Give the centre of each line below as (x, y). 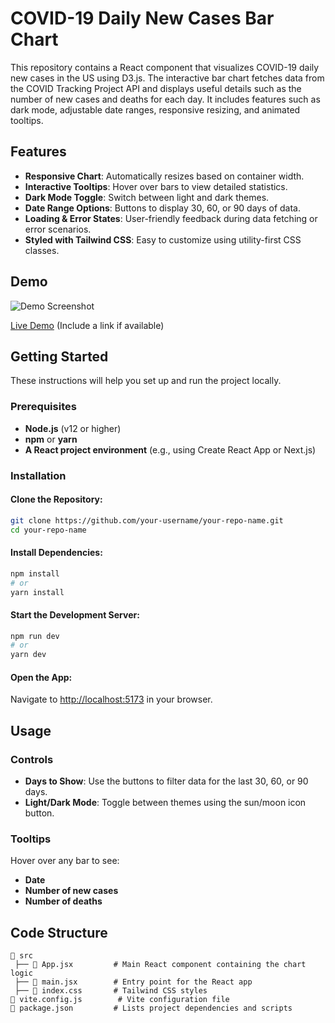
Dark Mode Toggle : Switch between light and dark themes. (147, 197)
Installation (38, 475)
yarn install (37, 592)
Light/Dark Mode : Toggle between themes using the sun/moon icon (165, 803)
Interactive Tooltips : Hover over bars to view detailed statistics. (156, 186)
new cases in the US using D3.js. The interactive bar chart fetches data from (167, 78)
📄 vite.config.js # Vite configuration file (120, 1000)
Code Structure (59, 932)
